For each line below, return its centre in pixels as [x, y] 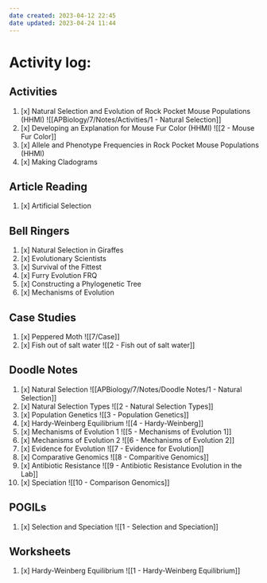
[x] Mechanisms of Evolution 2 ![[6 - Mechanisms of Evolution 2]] [128, 440]
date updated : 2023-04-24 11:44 [62, 23]
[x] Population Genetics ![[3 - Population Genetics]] [104, 414]
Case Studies [43, 317]
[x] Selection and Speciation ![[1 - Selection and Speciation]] [120, 526]
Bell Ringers [39, 231]
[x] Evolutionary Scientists [63, 259]
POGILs [28, 508]
